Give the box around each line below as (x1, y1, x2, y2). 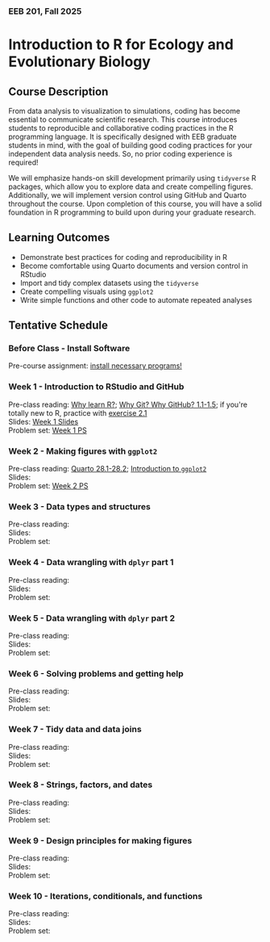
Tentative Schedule (8, 319, 109, 333)
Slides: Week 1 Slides (8, 417, 79, 426)
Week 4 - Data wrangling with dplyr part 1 (8, 557, 174, 568)
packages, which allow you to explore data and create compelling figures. (8, 182, 254, 191)
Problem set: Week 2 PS (8, 481, 89, 491)
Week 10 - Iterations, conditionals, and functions (8, 890, 203, 902)
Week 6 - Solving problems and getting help (8, 668, 184, 679)
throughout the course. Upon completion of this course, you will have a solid (8, 199, 262, 208)
